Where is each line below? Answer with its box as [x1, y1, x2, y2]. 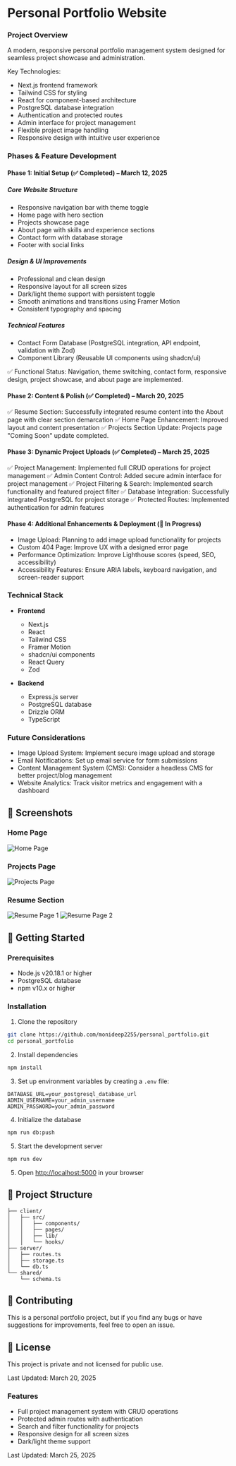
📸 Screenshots [7, 806, 73, 818]
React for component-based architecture [17, 96, 137, 105]
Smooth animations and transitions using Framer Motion [17, 297, 180, 305]
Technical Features [7, 321, 66, 329]
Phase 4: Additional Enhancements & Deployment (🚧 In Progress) [7, 519, 202, 528]
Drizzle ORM [27, 708, 65, 716]
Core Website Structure [7, 185, 78, 193]
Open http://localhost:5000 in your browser [17, 1168, 144, 1176]
